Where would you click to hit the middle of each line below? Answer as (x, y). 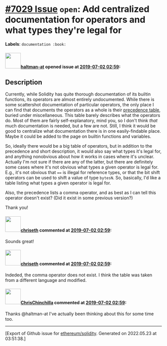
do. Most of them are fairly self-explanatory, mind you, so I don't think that (82, 121)
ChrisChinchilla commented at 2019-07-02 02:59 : (74, 303)
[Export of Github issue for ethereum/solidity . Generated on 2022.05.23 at (81, 333)
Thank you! (17, 208)
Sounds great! (20, 241)
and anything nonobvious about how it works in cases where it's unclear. (80, 157)
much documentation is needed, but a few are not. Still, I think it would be (80, 126)
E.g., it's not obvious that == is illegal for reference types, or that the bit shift (83, 173)
